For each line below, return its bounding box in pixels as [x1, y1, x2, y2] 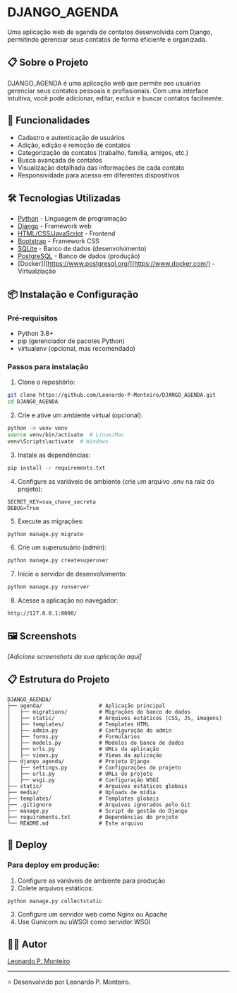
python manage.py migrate [7, 530, 83, 538]
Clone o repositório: [17, 378, 75, 386]
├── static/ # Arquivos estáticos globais [7, 782, 188, 789]
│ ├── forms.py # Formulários [7, 733, 140, 740]
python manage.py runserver [7, 583, 90, 591]
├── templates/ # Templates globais [7, 795, 159, 802]
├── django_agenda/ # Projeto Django [7, 757, 150, 765]
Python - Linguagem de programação [17, 214, 127, 223]
